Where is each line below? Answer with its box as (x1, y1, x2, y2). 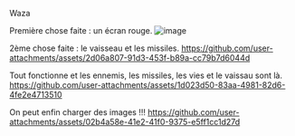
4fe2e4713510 (9, 90, 62, 100)
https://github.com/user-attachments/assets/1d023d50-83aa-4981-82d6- (9, 80, 286, 90)
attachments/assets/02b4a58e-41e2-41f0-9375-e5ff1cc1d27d (9, 117, 241, 127)
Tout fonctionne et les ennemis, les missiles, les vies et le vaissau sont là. (9, 70, 283, 81)
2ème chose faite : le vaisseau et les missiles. (9, 43, 180, 53)
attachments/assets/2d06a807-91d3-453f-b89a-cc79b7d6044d (9, 53, 251, 63)
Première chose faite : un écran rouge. (9, 25, 153, 35)
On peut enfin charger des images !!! (9, 107, 147, 117)
